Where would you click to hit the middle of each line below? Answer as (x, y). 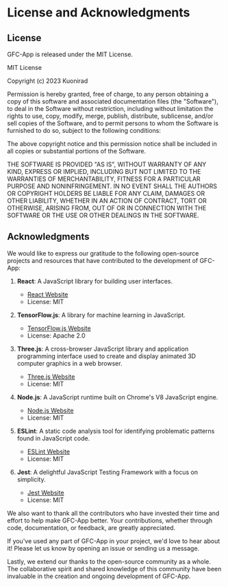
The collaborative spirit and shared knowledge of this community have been (114, 569)
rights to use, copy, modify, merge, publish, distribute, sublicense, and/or (110, 116)
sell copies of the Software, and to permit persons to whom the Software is (113, 123)
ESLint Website (49, 451)
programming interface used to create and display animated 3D (106, 356)
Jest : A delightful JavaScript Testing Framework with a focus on (107, 472)
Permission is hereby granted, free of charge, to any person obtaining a (108, 94)
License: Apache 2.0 (56, 335)
